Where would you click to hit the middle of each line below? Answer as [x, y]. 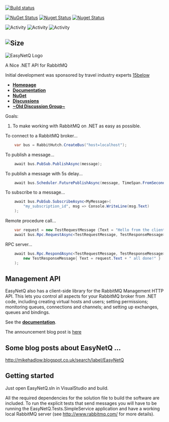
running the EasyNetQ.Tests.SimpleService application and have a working [82, 408]
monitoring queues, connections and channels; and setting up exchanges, [82, 307]
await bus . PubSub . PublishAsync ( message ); [58, 164]
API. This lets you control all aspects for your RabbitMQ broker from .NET [81, 296]
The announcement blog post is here [44, 332]
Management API [33, 279]
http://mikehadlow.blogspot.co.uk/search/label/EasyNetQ [65, 360]
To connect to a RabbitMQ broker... [41, 135]
